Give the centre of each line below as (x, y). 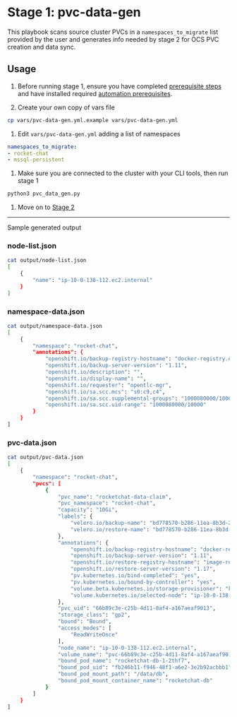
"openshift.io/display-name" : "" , (96, 379)
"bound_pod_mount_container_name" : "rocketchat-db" (135, 681)
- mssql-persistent (36, 160)
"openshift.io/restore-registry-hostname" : (135, 562)
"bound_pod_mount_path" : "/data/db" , (113, 674)
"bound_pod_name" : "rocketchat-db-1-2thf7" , (124, 661)
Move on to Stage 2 (46, 207)
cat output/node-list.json (47, 261)
